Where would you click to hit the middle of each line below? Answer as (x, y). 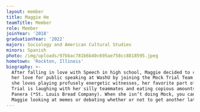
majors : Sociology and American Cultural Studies (69, 45)
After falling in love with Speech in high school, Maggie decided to (101, 72)
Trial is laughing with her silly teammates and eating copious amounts (104, 89)
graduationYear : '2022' (36, 39)
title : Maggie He (28, 17)
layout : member (25, 12)
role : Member (22, 28)
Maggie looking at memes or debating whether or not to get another (98, 100)
